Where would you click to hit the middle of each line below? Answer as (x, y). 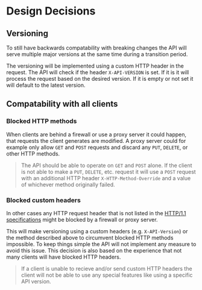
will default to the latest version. (46, 85)
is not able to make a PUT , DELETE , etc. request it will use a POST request (108, 172)
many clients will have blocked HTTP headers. (64, 257)
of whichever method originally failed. (68, 184)
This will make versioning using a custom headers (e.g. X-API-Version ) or (97, 231)
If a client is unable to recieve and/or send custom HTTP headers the (106, 268)
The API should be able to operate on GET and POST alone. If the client (106, 165)
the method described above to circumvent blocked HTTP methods (90, 238)
